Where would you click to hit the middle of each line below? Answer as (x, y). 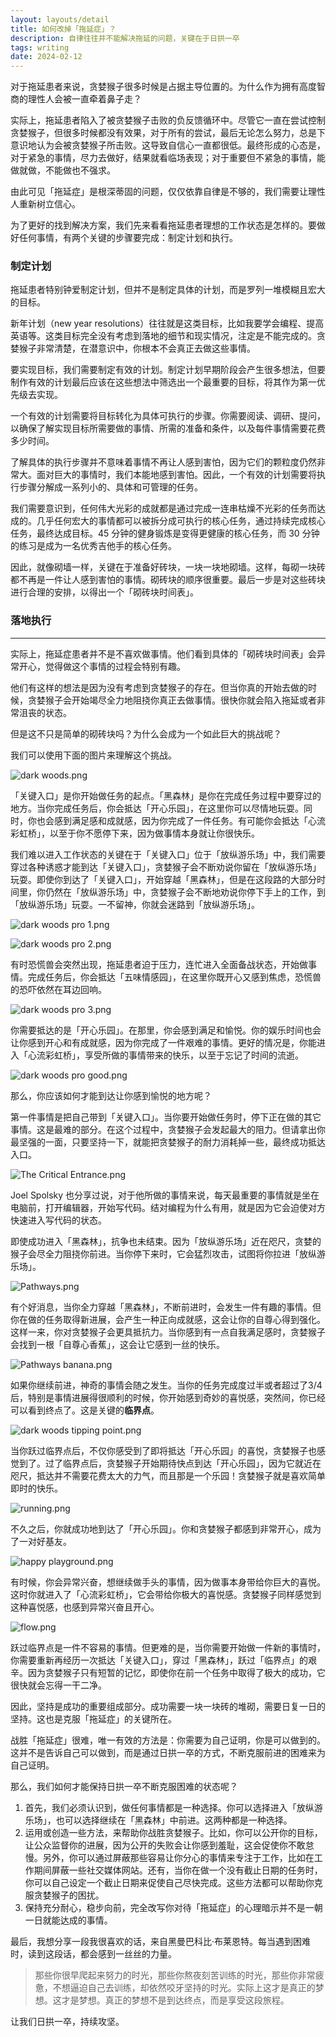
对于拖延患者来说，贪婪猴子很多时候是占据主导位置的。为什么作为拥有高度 (163, 87)
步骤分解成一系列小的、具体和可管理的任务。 (110, 487)
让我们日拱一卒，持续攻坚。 (67, 2021)
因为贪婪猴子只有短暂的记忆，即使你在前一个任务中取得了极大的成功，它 (176, 1672)
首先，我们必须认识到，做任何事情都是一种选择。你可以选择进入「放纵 (169, 1807)
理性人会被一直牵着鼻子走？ (84, 99)
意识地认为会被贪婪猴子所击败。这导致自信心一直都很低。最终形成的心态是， (168, 145)
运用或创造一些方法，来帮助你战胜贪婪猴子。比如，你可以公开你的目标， (173, 1832)
